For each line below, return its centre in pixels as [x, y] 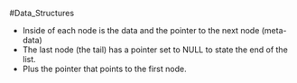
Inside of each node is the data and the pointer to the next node [141, 30]
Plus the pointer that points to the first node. [104, 69]
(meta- [274, 30]
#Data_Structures [42, 13]
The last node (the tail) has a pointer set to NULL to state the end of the [155, 50]
